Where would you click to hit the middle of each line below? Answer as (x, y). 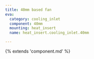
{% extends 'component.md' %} (38, 51)
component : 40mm (26, 24)
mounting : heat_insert (33, 28)
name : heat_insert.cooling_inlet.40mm (49, 33)
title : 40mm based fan (28, 10)
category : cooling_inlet (35, 19)
